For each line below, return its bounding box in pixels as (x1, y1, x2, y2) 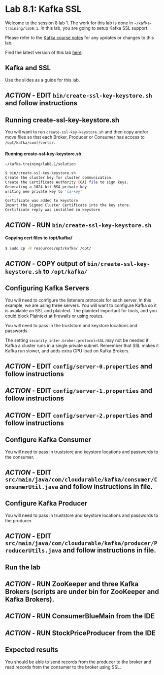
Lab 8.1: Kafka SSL (5, 3, 82, 15)
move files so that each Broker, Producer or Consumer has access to (5, 134, 145, 140)
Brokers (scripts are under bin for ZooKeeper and (5, 587, 159, 596)
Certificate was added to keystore (5, 198, 78, 203)
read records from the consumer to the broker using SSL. (5, 664, 122, 670)
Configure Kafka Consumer (5, 436, 92, 444)
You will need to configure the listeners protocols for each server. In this (5, 297, 151, 303)
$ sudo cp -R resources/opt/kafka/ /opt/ (5, 246, 92, 251)
